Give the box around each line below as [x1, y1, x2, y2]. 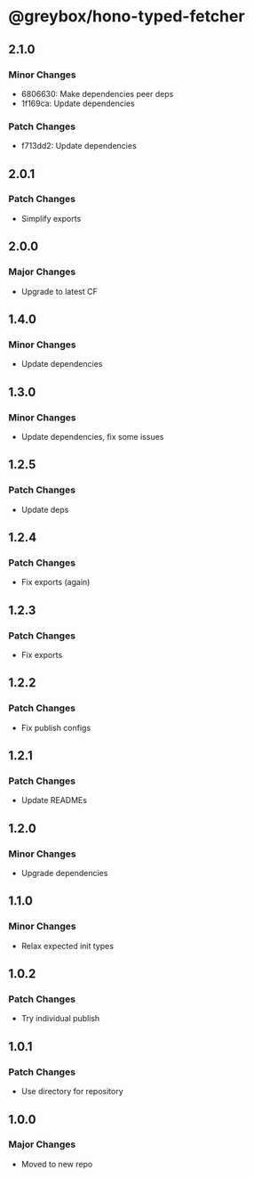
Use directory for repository [20, 1086, 123, 1097]
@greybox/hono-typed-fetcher [8, 6, 245, 27]
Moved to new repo [20, 1158, 93, 1169]
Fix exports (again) [20, 577, 91, 588]
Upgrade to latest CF [20, 286, 99, 297]
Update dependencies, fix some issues [20, 431, 164, 442]
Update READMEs [20, 795, 88, 806]
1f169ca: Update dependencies [20, 98, 135, 109]
